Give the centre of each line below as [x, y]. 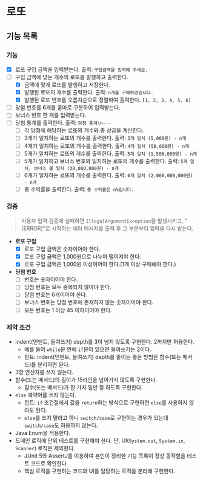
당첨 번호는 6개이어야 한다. [56, 294]
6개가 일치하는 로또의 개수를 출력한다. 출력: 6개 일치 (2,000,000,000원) [108, 175]
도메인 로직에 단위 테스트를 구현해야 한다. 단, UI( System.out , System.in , [100, 440]
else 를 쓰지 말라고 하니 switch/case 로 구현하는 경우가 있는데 [96, 417]
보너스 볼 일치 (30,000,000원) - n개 [76, 168]
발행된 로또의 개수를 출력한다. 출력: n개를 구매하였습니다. [89, 92]
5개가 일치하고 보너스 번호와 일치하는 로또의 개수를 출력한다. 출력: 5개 [106, 161]
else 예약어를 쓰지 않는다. [46, 395]
